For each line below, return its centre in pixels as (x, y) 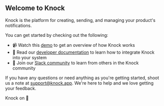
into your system (30, 57)
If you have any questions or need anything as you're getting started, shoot (82, 78)
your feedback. (21, 88)
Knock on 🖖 (17, 98)
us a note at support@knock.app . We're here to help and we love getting (80, 83)
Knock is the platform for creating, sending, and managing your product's (80, 20)
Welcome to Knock (35, 8)
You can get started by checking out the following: (57, 35)
